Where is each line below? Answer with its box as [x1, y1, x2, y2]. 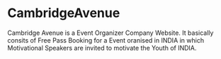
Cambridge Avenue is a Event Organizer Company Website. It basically [7, 28, 214, 37]
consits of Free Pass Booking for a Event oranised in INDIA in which [7, 36, 204, 44]
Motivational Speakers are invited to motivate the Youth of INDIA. [7, 43, 197, 52]
